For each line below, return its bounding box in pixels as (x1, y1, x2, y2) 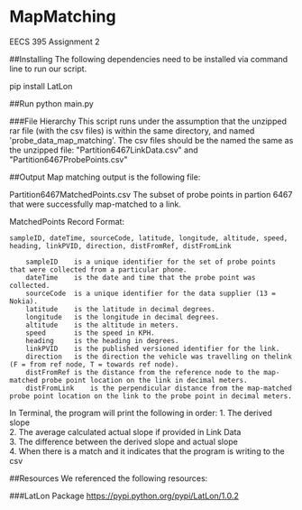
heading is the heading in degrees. (25, 336, 179, 345)
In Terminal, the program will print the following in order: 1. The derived (9, 407, 272, 418)
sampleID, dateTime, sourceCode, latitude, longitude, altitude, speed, (9, 233, 288, 243)
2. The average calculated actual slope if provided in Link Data (9, 426, 242, 437)
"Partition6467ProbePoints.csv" (9, 153, 128, 164)
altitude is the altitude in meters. (25, 320, 179, 329)
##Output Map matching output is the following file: (9, 172, 201, 182)
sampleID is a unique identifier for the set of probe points (25, 257, 277, 266)
